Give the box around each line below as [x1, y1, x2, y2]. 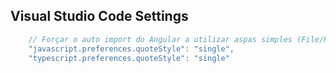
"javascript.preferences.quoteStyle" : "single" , [28, 44, 235, 54]
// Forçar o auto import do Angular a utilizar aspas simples [28, 34, 293, 44]
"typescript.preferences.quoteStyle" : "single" [28, 53, 230, 63]
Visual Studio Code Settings [10, 8, 189, 25]
